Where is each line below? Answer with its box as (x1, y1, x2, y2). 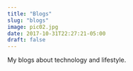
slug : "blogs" (7, 17, 50, 24)
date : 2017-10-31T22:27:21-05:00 (7, 30, 106, 37)
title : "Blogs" (7, 10, 52, 18)
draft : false (7, 37, 46, 44)
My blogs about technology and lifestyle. (7, 56, 127, 64)
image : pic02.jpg (7, 23, 59, 30)
